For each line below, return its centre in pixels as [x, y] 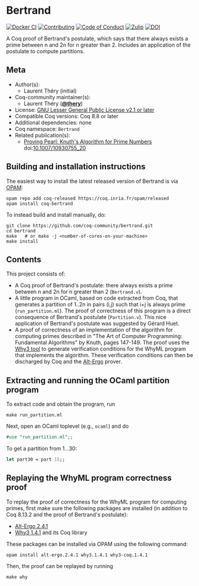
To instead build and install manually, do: [56, 214]
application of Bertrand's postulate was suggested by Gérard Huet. [97, 324]
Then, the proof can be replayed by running [60, 566]
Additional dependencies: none [53, 122]
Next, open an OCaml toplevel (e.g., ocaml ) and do [68, 426]
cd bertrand [21, 231]
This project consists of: [36, 274]
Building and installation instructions [76, 167]
